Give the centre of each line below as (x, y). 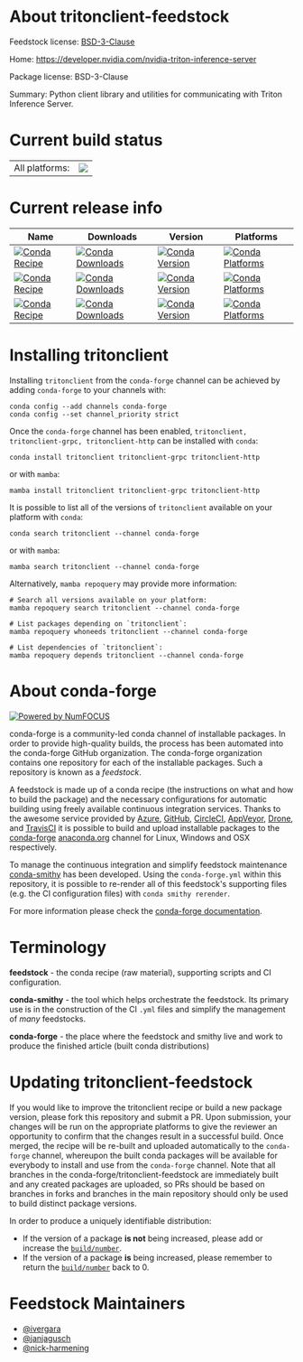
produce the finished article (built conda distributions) (110, 1046)
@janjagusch (46, 1338)
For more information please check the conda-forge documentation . (136, 910)
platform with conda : (46, 517)
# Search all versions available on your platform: (108, 600)
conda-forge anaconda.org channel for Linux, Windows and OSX (130, 837)
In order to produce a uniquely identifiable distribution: (110, 1220)
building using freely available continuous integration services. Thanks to (145, 808)
